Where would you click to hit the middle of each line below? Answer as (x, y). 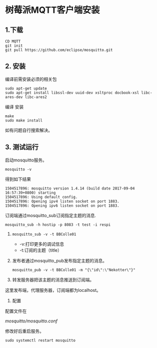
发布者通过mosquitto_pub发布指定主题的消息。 (59, 260)
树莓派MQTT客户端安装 (52, 10)
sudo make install (24, 120)
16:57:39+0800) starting (30, 192)
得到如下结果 (18, 179)
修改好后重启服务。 (25, 331)
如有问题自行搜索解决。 (29, 130)
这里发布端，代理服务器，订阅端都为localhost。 (53, 290)
